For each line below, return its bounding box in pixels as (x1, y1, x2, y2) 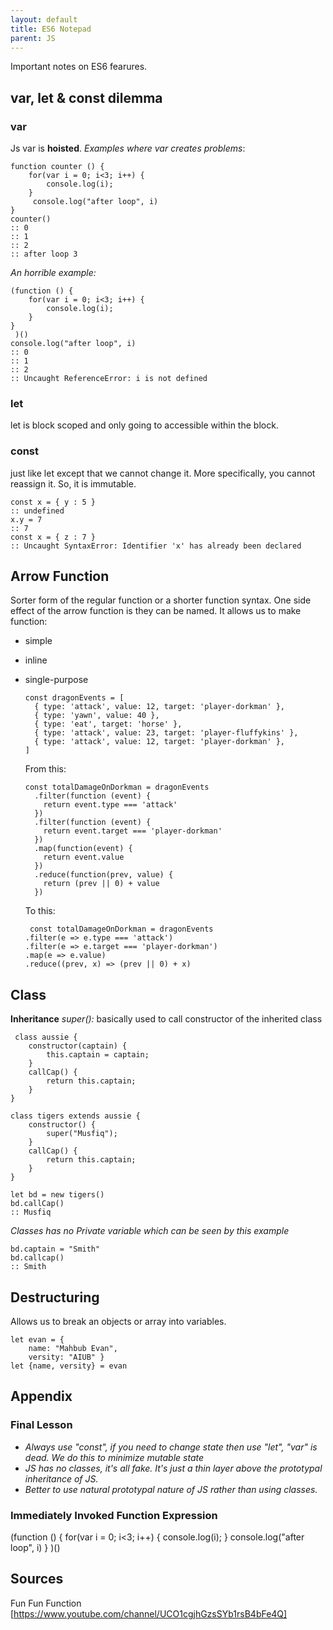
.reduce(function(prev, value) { (34, 870, 174, 880)
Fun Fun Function (10, 1597, 82, 1609)
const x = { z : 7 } (10, 532, 97, 542)
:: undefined (10, 506, 65, 516)
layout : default (10, 14, 78, 25)
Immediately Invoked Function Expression (10, 1508, 218, 1522)
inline (24, 654, 48, 666)
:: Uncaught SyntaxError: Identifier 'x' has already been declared (10, 541, 302, 551)
